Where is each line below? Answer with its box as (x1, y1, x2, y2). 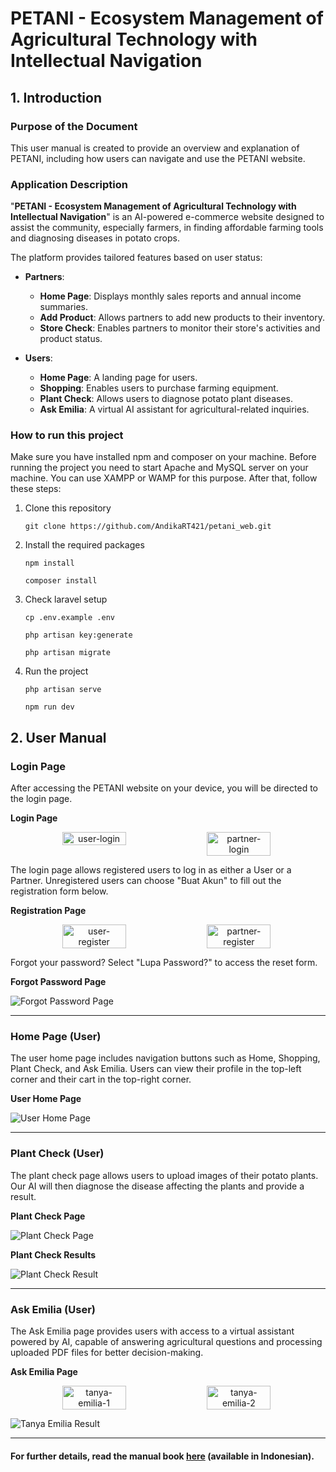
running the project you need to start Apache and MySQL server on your (10, 462, 309, 474)
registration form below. (10, 885, 109, 897)
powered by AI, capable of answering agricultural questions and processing (10, 1336, 323, 1348)
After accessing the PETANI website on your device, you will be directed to (10, 782, 318, 794)
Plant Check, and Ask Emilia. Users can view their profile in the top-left (10, 1063, 302, 1075)
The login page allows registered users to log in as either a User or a (10, 864, 292, 876)
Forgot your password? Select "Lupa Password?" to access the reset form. (10, 957, 318, 969)
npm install (24, 558, 75, 569)
